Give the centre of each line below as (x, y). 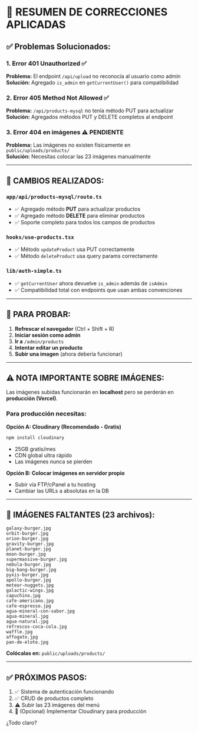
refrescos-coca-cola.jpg (37, 627)
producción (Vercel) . (32, 398)
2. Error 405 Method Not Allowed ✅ (57, 98)
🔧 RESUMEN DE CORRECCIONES (87, 12)
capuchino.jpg (24, 596)
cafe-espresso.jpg (29, 606)
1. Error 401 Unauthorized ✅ (47, 63)
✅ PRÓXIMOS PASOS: (47, 677)
